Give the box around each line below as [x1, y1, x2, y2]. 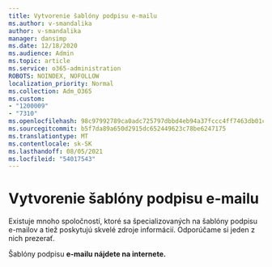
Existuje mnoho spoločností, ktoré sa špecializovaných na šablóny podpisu [8, 216, 257, 227]
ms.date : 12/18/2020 [8, 42, 79, 50]
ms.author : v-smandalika [8, 19, 92, 28]
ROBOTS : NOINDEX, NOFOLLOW [8, 72, 100, 80]
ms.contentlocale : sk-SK [8, 139, 92, 148]
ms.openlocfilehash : [8, 117, 79, 125]
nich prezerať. [8, 234, 55, 244]
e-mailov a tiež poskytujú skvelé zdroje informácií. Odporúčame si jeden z [8, 225, 256, 235]
